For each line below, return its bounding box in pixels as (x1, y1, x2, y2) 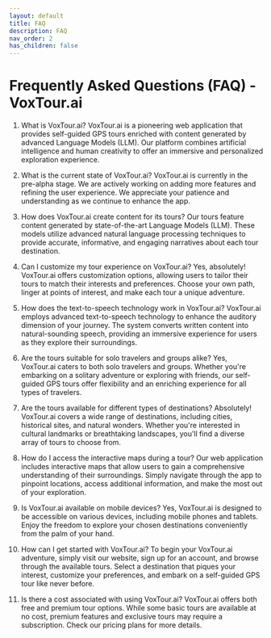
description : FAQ (9, 27, 68, 35)
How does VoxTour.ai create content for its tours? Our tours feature (20, 212, 244, 222)
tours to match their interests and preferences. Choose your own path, (20, 279, 256, 289)
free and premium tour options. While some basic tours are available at (20, 603, 256, 613)
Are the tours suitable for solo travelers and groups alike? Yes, (20, 353, 228, 363)
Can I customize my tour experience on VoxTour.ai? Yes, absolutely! (20, 262, 246, 271)
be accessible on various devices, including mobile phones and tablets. (20, 512, 259, 522)
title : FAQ (9, 19, 46, 27)
